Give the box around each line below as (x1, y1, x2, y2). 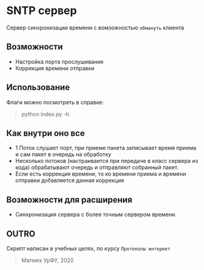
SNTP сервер (6, 4, 78, 18)
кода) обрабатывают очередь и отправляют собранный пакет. (15, 163, 179, 171)
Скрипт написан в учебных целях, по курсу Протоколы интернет (6, 245, 171, 252)
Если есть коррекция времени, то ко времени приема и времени (15, 170, 186, 178)
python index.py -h (21, 110, 70, 118)
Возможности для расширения (6, 194, 133, 205)
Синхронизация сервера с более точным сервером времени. (15, 211, 177, 218)
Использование (6, 82, 70, 92)
